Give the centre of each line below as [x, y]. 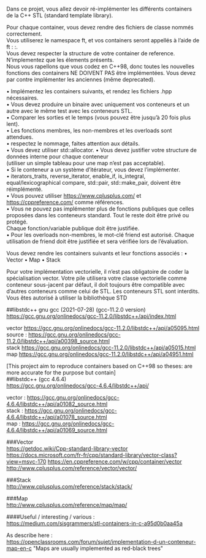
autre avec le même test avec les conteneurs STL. [70, 111]
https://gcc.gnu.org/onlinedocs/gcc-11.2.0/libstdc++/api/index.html [91, 316]
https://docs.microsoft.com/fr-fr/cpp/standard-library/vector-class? [92, 455]
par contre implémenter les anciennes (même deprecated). [81, 79]
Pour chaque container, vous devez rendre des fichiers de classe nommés [100, 27]
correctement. [24, 34]
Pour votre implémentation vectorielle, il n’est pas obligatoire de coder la [97, 272]
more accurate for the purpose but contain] [61, 373]
